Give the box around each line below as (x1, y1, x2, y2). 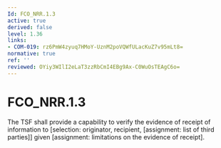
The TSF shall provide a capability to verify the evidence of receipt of (7, 117, 211, 126)
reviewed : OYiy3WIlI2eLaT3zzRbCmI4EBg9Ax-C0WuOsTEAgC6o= (7, 63, 180, 70)
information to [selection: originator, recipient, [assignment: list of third (7, 125, 215, 134)
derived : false (7, 23, 53, 31)
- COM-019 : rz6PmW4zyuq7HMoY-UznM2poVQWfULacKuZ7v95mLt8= (7, 43, 183, 51)
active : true (7, 17, 46, 24)
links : (7, 37, 27, 44)
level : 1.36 (7, 30, 43, 38)
